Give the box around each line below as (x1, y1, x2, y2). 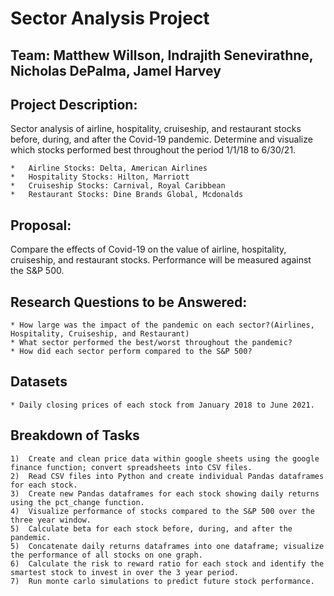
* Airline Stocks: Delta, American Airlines (10, 163, 208, 174)
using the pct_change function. (10, 497, 145, 507)
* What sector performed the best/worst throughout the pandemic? (10, 338, 293, 348)
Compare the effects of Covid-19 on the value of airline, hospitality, (10, 243, 287, 256)
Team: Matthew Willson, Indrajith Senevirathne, (10, 47, 314, 64)
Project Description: (10, 96, 138, 113)
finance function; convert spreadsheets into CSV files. (10, 462, 253, 472)
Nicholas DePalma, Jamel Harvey (10, 62, 222, 79)
